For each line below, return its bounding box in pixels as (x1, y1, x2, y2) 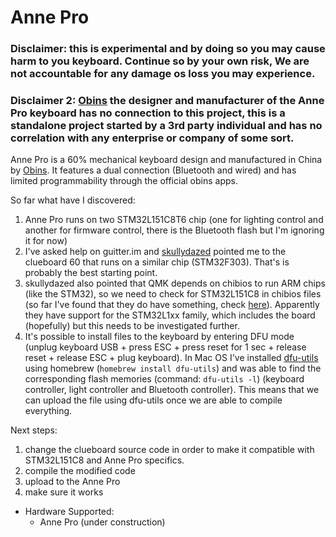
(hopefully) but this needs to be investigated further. (24, 320, 240, 332)
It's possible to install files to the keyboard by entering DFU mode (24, 331, 295, 343)
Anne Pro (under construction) (39, 516, 166, 528)
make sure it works (24, 486, 104, 498)
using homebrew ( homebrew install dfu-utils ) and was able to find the (24, 362, 322, 375)
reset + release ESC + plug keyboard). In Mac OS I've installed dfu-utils (24, 352, 319, 364)
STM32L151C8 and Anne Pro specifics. (24, 454, 185, 466)
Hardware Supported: (24, 506, 115, 518)
